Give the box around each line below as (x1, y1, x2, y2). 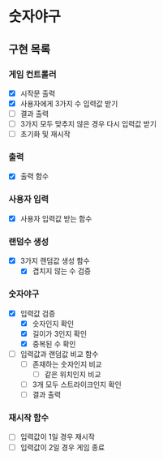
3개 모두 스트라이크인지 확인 (32, 380, 122, 389)
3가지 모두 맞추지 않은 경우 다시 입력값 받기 (19, 119, 157, 129)
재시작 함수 (8, 412, 49, 423)
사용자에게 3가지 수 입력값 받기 (19, 98, 118, 108)
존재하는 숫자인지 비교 (32, 359, 103, 369)
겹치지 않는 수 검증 (32, 266, 92, 276)
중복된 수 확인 (32, 338, 76, 349)
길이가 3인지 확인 (32, 329, 88, 338)
